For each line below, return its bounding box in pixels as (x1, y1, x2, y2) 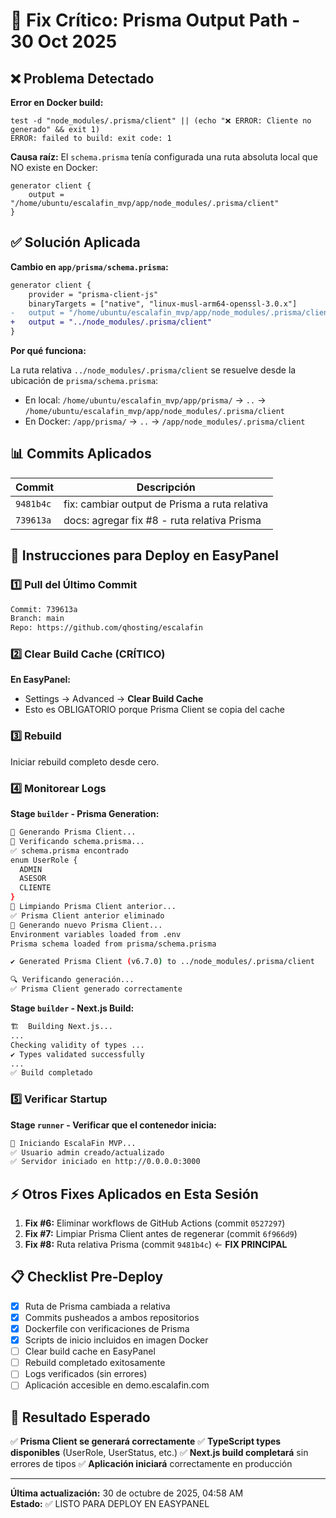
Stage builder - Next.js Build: (10, 1002, 135, 1014)
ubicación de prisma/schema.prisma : (10, 375, 159, 387)
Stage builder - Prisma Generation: (10, 808, 160, 820)
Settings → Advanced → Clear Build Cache (24, 693, 204, 705)
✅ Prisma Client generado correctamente (10, 984, 183, 994)
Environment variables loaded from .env (10, 929, 182, 939)
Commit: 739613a (10, 604, 78, 614)
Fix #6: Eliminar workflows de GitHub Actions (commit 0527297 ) (24, 1217, 286, 1229)
